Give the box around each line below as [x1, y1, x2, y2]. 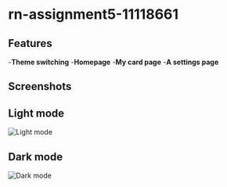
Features [8, 37, 52, 50]
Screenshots [8, 80, 72, 93]
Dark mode [8, 150, 63, 164]
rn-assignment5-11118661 [8, 5, 178, 23]
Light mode [8, 106, 65, 120]
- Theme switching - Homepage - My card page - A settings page [8, 57, 219, 67]
